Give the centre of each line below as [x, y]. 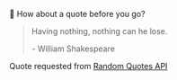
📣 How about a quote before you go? [77, 14]
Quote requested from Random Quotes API [88, 66]
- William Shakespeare [73, 49]
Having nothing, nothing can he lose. [99, 31]
